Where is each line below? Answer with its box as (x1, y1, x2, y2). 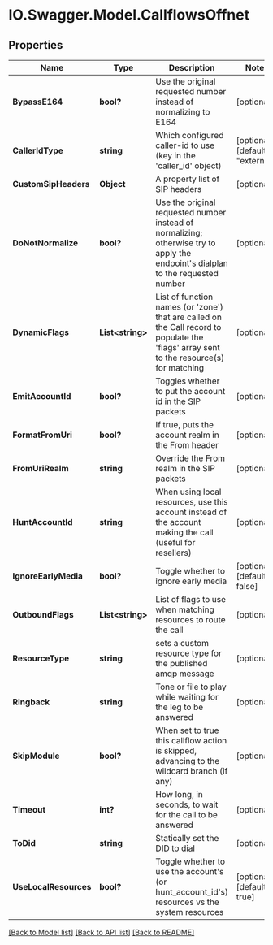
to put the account (155, 386, 226, 397)
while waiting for (155, 691, 219, 702)
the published (155, 658, 208, 669)
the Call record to (155, 322, 222, 332)
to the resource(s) (155, 352, 225, 363)
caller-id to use (155, 140, 215, 151)
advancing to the (155, 756, 220, 766)
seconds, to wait (155, 799, 219, 810)
